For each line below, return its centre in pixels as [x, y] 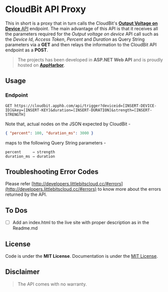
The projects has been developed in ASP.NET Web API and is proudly [90, 59]
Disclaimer [22, 272]
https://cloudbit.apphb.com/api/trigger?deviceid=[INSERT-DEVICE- [86, 106]
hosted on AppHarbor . [41, 65]
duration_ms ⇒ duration [30, 156]
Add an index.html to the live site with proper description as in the [81, 223]
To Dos [16, 210]
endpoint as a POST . [27, 50]
